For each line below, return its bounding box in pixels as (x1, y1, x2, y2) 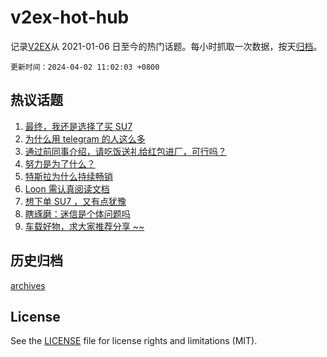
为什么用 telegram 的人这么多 (24, 132, 146, 145)
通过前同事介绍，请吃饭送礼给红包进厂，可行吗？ (24, 145, 227, 157)
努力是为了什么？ (24, 157, 96, 170)
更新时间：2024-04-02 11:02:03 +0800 (10, 62, 160, 72)
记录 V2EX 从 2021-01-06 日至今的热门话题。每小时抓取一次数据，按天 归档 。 (10, 40, 323, 52)
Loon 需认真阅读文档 (24, 182, 110, 195)
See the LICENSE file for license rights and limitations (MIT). (10, 335, 258, 347)
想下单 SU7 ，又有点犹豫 (24, 195, 127, 207)
